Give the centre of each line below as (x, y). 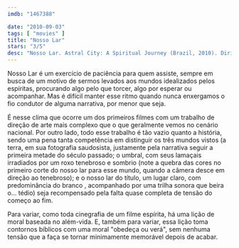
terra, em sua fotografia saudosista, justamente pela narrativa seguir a (110, 147)
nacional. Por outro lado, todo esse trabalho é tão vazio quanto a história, (115, 133)
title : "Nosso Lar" (36, 40)
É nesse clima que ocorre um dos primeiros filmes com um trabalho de (111, 117)
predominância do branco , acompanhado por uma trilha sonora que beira (116, 185)
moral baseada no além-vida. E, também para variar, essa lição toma (108, 222)
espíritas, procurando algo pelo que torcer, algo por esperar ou (100, 88)
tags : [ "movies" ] (36, 33)
